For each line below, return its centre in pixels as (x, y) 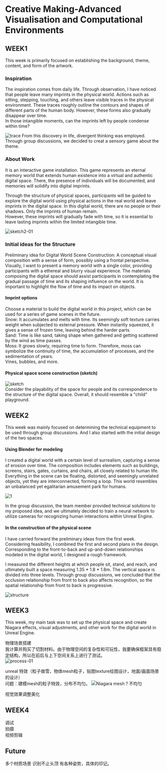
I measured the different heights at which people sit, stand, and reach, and (81, 564)
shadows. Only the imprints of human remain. (52, 211)
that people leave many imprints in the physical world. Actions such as (77, 95)
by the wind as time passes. (34, 341)
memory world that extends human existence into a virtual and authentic (79, 175)
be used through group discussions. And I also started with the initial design (83, 433)
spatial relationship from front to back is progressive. (59, 585)
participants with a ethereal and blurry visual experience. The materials (78, 271)
